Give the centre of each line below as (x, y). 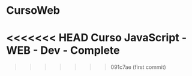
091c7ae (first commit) (138, 67)
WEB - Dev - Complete (63, 51)
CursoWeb (33, 10)
